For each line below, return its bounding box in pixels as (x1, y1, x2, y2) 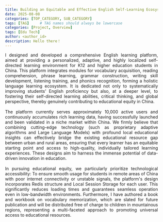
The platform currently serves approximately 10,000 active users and (5, 109, 158, 115)
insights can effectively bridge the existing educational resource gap (5, 135, 158, 140)
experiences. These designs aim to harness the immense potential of (5, 150, 146, 156)
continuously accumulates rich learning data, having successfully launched (5, 114, 158, 120)
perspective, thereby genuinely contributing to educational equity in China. (5, 98, 155, 104)
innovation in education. (18, 155, 67, 161)
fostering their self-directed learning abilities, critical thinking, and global (5, 93, 158, 99)
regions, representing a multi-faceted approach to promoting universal (5, 207, 158, 213)
